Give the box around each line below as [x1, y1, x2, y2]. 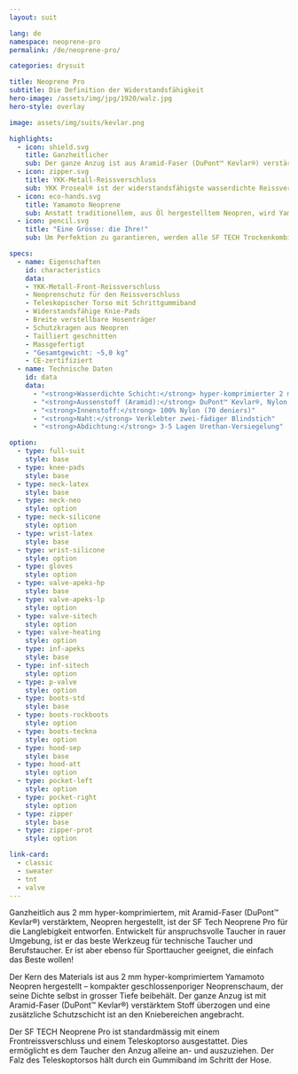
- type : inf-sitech [17, 661, 90, 670]
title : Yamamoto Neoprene [25, 200, 122, 209]
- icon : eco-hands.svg [17, 192, 101, 200]
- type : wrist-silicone [17, 545, 105, 554]
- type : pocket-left [17, 777, 93, 786]
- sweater [17, 866, 53, 875]
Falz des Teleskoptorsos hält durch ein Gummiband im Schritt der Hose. [9, 1054, 272, 1065]
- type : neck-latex [17, 480, 90, 489]
